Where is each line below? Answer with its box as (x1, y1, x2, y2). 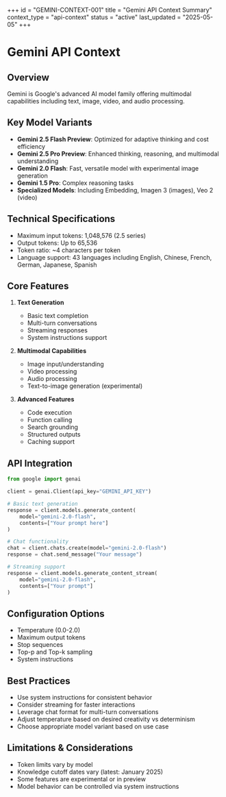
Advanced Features (16, 395, 75, 404)
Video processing (27, 367, 77, 376)
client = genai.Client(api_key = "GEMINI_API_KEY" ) (7, 488, 152, 495)
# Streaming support (7, 563, 66, 570)
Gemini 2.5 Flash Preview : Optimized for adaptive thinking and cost (16, 135, 209, 143)
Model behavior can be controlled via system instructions (16, 782, 179, 790)
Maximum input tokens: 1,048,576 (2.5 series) (16, 231, 146, 239)
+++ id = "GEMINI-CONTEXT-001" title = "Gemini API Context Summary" (7, 6, 212, 14)
